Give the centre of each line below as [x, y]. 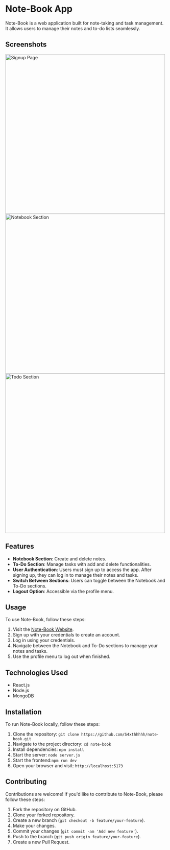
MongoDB [23, 696]
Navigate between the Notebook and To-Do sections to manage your [85, 646]
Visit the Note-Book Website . [43, 629]
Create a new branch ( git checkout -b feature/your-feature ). [79, 820]
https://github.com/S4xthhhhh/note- [120, 735]
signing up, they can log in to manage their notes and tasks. [76, 575]
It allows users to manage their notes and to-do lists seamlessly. [73, 28]
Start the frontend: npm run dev [45, 760]
